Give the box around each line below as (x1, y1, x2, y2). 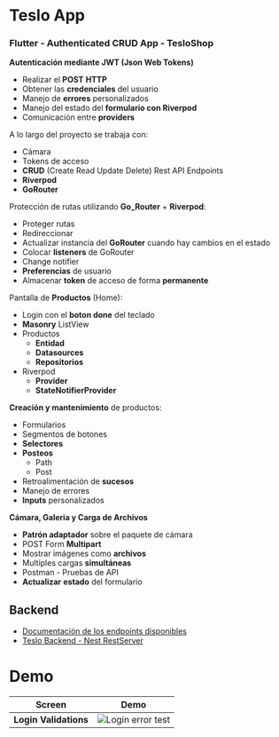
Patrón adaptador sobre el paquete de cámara (21, 529, 193, 540)
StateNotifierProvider (35, 385, 117, 396)
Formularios (21, 419, 66, 431)
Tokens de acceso (21, 156, 89, 167)
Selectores (21, 439, 64, 449)
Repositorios (35, 357, 84, 368)
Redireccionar (21, 228, 74, 239)
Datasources (35, 347, 84, 358)
